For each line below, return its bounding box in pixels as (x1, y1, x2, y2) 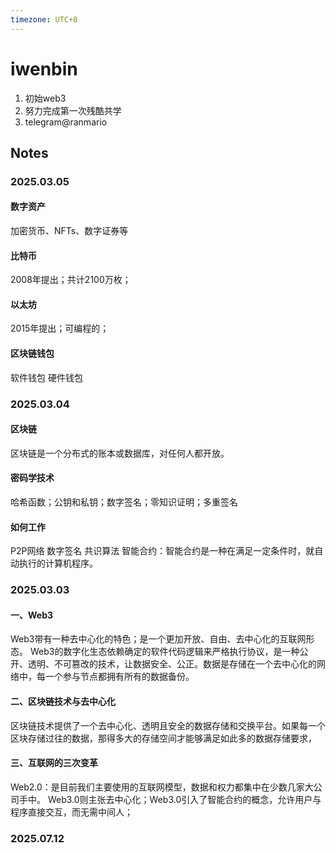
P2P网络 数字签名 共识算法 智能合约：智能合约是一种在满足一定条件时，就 (10, 545, 315, 557)
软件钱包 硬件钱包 (10, 371, 83, 383)
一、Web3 (10, 609, 54, 621)
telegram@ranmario (24, 116, 108, 128)
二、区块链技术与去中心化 (10, 695, 116, 707)
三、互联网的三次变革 (10, 757, 98, 769)
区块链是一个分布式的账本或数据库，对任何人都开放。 (10, 447, 230, 459)
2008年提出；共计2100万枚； (10, 274, 132, 286)
